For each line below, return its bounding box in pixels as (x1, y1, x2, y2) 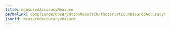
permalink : (5, 12, 28, 17)
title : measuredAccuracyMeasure (5, 7, 73, 12)
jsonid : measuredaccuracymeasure (5, 16, 76, 21)
